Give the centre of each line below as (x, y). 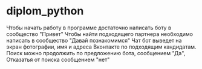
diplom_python (45, 11)
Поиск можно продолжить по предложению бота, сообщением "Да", (96, 53)
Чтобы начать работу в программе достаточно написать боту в (89, 28)
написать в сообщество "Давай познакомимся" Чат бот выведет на (94, 40)
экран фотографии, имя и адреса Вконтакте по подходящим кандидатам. (101, 47)
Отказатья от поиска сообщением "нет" (58, 59)
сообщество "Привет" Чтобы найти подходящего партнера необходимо (100, 34)
